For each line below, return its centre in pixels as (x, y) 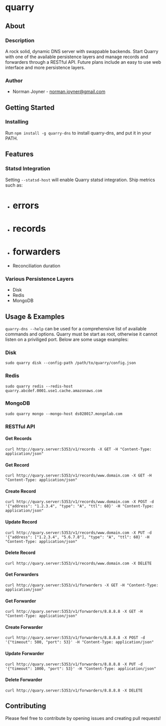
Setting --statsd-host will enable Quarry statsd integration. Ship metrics (80, 180)
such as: (14, 185)
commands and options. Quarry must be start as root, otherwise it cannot (81, 334)
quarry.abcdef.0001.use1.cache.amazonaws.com (54, 391)
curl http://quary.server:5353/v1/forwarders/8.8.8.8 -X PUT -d (74, 664)
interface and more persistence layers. (45, 67)
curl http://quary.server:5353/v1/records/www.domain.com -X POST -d (80, 502)
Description (20, 40)
